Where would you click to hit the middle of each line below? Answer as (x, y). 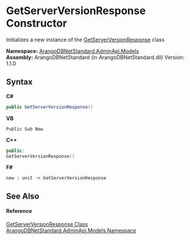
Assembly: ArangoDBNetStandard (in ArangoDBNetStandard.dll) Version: (95, 57)
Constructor (37, 23)
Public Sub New (25, 129)
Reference (19, 211)
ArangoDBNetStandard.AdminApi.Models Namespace (71, 230)
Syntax (19, 82)
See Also (23, 196)
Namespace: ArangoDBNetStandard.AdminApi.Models (73, 51)
